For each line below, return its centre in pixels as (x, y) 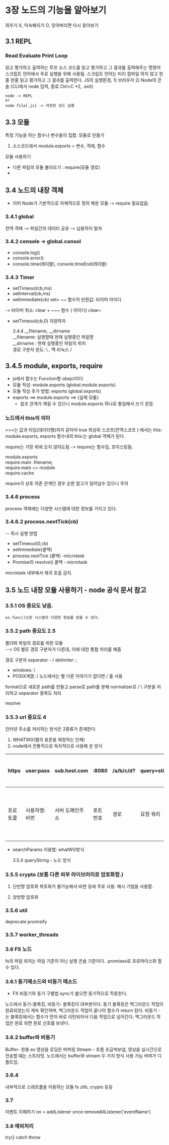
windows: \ (24, 670)
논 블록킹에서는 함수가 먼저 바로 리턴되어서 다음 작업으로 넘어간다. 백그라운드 (80, 1017)
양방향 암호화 (25, 897)
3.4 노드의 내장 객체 (34, 190)
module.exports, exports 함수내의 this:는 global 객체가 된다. (65, 436)
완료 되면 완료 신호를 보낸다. (42, 1023)
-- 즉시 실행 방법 (21, 533)
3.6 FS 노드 (18, 949)
